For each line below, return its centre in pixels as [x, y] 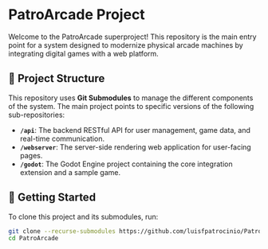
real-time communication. [62, 138]
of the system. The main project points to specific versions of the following [131, 106]
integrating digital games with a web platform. [84, 53]
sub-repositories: [37, 115]
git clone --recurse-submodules [62, 231]
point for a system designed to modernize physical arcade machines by [126, 45]
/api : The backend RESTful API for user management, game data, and [135, 130]
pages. [31, 155]
